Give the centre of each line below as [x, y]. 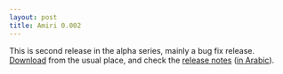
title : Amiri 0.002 [45, 26]
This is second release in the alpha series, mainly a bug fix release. [132, 50]
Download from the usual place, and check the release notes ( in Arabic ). [142, 60]
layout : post [33, 17]
